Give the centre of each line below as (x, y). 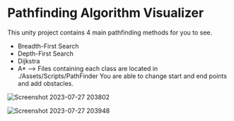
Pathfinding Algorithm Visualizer (106, 13)
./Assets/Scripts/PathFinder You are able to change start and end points (122, 76)
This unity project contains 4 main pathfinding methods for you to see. (110, 32)
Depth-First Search (46, 53)
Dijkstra (29, 60)
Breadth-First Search (48, 46)
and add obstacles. (46, 83)
